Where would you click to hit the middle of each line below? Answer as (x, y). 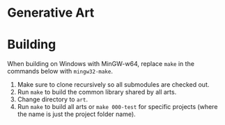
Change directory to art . (53, 99)
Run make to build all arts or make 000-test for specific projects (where (117, 107)
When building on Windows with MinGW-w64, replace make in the (101, 64)
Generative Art (51, 13)
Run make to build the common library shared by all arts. (97, 92)
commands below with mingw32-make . (60, 72)
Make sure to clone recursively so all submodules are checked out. (113, 85)
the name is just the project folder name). (76, 114)
